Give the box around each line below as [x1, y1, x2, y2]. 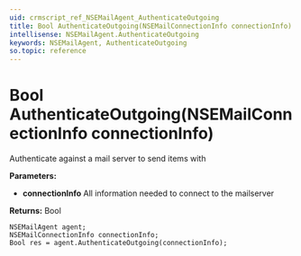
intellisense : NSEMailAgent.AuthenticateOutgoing [9, 30, 200, 39]
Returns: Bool [9, 206, 61, 216]
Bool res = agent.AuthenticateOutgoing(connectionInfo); [9, 239, 228, 248]
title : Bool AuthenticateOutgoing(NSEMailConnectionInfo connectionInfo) [9, 22, 293, 31]
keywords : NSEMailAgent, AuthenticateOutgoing [9, 38, 187, 48]
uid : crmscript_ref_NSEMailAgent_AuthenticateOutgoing [9, 13, 220, 22]
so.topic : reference [9, 47, 87, 56]
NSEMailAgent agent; [9, 223, 87, 232]
